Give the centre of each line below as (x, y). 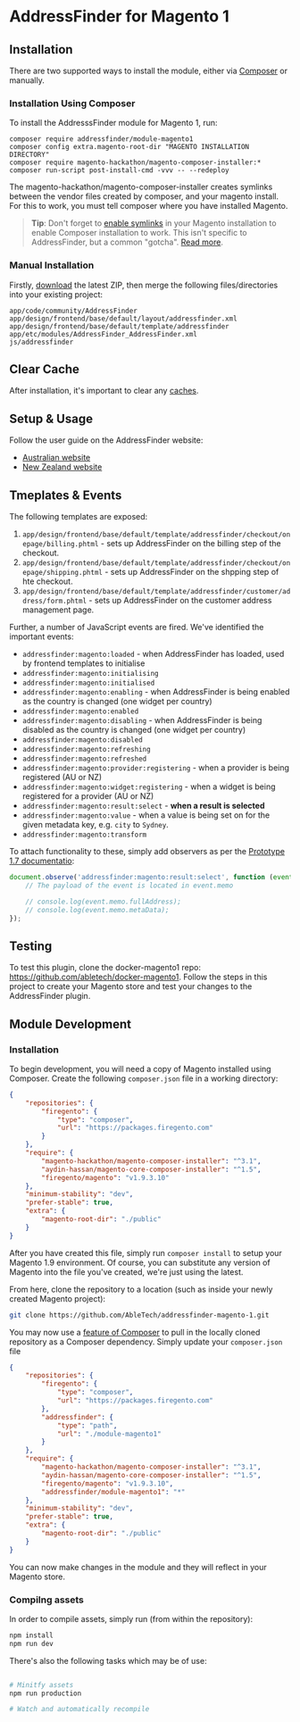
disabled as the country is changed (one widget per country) (134, 730)
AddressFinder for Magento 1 (119, 17)
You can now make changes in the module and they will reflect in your (138, 1567)
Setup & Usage (51, 418)
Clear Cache (45, 369)
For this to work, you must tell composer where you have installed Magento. (149, 206)
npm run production (46, 1693)
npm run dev (31, 1643)
